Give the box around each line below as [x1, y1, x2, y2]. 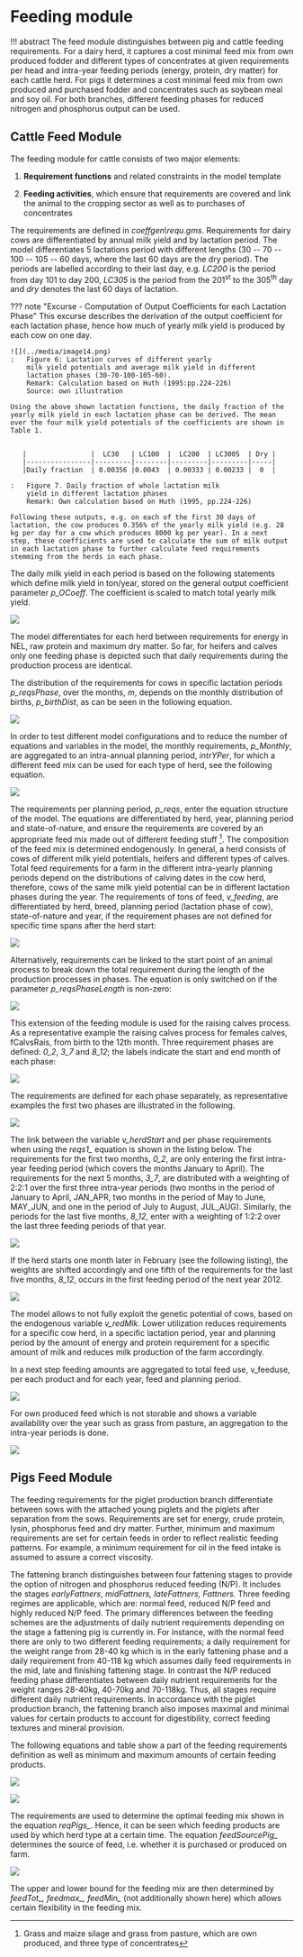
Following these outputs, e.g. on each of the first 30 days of [10, 513, 256, 522]
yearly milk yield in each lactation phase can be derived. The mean [10, 410, 277, 420]
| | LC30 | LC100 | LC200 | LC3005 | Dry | [22, 450, 277, 459]
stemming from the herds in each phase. [10, 553, 165, 562]
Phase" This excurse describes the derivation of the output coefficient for [10, 311, 283, 322]
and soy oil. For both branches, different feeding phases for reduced [10, 93, 264, 105]
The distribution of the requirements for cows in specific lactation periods [10, 678, 283, 689]
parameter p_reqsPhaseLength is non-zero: [10, 983, 172, 994]
